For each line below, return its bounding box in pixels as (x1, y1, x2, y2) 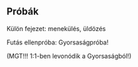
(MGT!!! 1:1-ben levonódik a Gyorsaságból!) (6, 51, 132, 60)
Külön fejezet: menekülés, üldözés (6, 24, 106, 32)
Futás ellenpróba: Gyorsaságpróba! (6, 38, 109, 47)
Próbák (6, 6, 39, 18)
